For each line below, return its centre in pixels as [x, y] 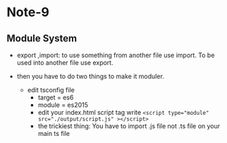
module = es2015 [63, 105]
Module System [42, 38]
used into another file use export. [65, 63]
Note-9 [28, 12]
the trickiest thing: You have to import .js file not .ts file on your [129, 126]
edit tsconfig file [51, 90]
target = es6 [56, 97]
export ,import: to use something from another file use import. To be [116, 55]
